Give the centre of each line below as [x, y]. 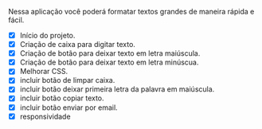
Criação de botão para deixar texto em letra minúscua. [109, 62]
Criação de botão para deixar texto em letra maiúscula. [110, 53]
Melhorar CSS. [44, 72]
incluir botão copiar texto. [62, 98]
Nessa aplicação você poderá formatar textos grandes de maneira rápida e [131, 12]
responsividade [45, 116]
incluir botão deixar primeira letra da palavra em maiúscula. [117, 89]
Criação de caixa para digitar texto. [77, 45]
